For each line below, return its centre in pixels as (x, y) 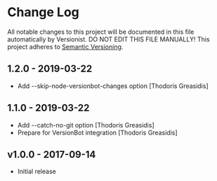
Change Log (43, 12)
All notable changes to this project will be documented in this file (101, 32)
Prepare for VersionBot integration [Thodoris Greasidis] (97, 132)
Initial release (37, 171)
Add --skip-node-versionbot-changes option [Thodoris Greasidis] (113, 86)
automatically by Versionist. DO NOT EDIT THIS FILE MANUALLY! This (108, 39)
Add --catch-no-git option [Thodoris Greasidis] (86, 125)
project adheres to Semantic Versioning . (65, 46)
